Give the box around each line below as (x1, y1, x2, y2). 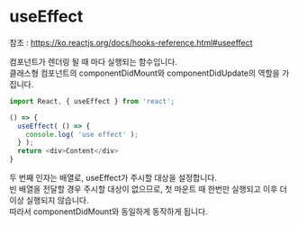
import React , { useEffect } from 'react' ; (9, 96, 176, 105)
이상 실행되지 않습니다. (9, 195, 89, 206)
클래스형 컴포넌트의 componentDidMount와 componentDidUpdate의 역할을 (9, 68, 281, 78)
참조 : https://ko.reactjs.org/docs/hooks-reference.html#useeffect (9, 37, 254, 48)
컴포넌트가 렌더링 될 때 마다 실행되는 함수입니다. (9, 56, 178, 67)
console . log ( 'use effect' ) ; (25, 130, 140, 139)
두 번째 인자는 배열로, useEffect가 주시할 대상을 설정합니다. (9, 173, 218, 184)
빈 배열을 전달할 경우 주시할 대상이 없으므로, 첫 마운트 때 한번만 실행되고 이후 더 (9, 184, 288, 194)
